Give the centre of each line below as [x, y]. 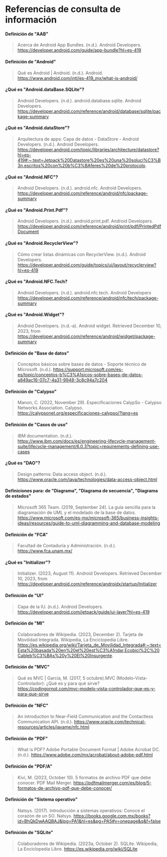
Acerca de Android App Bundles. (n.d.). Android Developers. [79, 45]
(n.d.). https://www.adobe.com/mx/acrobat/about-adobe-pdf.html [85, 755]
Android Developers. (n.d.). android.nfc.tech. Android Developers [84, 292]
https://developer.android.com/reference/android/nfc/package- [83, 194]
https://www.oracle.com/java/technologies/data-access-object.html [87, 479]
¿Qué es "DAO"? [23, 463]
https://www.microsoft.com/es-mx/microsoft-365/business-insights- [88, 518]
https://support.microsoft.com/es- [88, 370]
